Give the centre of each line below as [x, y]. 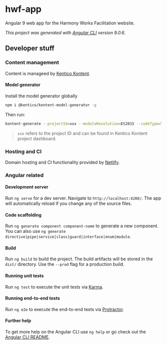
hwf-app [23, 9]
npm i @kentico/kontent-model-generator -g [51, 105]
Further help [18, 321]
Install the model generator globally [42, 96]
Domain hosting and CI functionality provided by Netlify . [63, 162]
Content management [32, 62]
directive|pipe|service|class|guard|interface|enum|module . [68, 237]
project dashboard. [37, 139]
